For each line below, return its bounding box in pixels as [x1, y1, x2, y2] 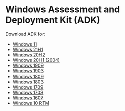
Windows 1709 [12, 84, 44, 90]
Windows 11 [12, 41, 37, 47]
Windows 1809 [12, 73, 44, 79]
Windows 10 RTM [12, 100, 49, 106]
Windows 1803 [12, 79, 44, 85]
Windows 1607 [12, 95, 44, 101]
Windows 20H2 [12, 52, 46, 58]
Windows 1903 [12, 67, 44, 74]
